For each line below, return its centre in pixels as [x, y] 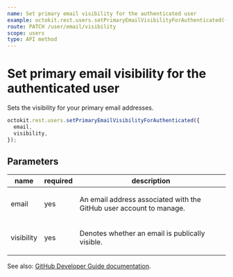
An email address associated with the [140, 200]
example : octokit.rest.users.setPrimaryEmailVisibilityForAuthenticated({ [118, 20]
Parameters [33, 161]
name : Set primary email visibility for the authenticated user [102, 14]
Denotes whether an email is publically [142, 233]
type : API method [32, 40]
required [58, 181]
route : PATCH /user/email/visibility [62, 26]
